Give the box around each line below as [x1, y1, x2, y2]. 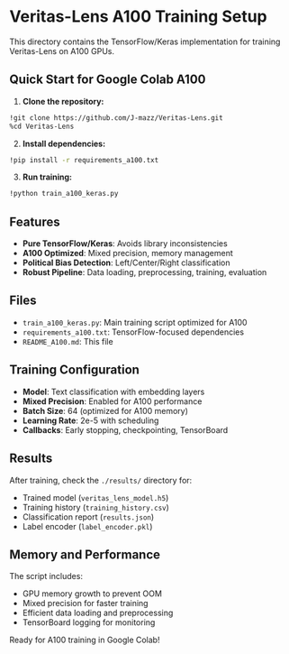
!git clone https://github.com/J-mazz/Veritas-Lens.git [9, 113, 223, 123]
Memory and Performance [9, 547, 160, 562]
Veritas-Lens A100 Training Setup [9, 6, 267, 27]
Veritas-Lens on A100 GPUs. [9, 45, 115, 56]
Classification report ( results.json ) [22, 511, 155, 522]
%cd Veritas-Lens [9, 122, 75, 131]
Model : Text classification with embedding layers [22, 386, 205, 397]
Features [9, 214, 60, 229]
